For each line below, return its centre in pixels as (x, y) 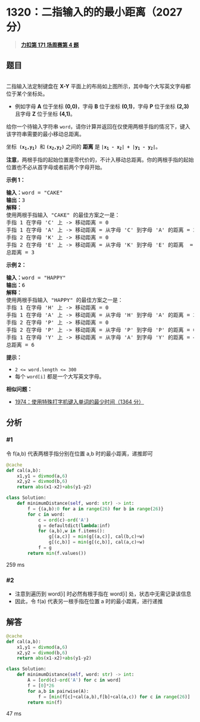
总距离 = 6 (20, 345)
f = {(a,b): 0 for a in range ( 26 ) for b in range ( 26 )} (96, 509)
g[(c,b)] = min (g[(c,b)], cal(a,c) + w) (97, 542)
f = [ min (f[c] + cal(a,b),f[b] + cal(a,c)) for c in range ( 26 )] (114, 697)
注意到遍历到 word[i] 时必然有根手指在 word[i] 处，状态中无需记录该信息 (103, 594)
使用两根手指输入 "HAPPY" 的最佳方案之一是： (65, 300)
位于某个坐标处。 (27, 94)
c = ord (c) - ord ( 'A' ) (63, 520)
